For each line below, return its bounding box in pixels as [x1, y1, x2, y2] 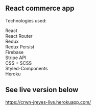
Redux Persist [5, 43, 35, 50]
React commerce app [5, 4, 75, 13]
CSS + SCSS [5, 60, 32, 66]
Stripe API [5, 54, 27, 61]
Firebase [5, 49, 24, 55]
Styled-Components [5, 65, 48, 71]
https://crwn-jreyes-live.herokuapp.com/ [5, 99, 91, 105]
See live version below [5, 86, 79, 94]
